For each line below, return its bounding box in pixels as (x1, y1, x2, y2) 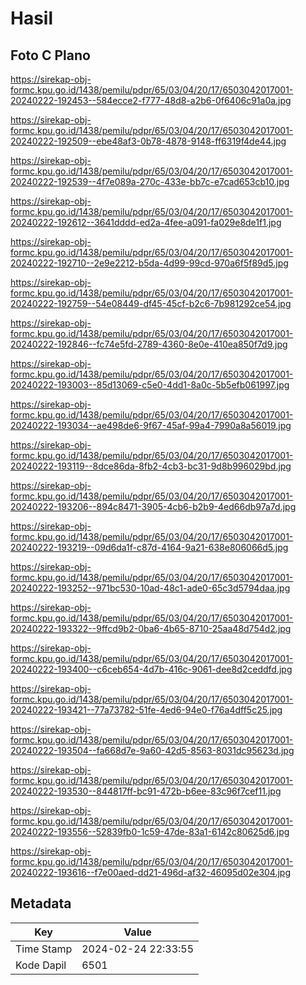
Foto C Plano (10, 47, 91, 64)
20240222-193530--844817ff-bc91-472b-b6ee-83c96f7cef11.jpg (10, 785, 282, 797)
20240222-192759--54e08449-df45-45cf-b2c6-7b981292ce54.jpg (10, 298, 292, 309)
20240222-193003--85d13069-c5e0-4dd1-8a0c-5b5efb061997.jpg (10, 379, 290, 391)
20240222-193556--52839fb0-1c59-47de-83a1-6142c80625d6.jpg (10, 826, 290, 837)
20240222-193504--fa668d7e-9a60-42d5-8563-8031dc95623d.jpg (10, 745, 295, 756)
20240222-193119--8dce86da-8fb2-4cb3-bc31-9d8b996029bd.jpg (10, 460, 292, 472)
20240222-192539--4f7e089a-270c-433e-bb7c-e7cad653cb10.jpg (10, 176, 290, 187)
